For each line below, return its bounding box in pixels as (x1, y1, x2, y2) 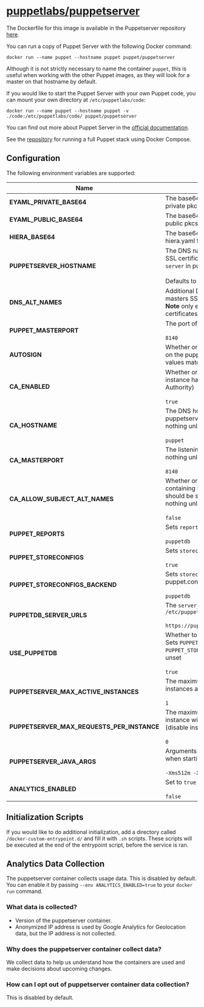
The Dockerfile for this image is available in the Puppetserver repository (6, 24, 186, 32)
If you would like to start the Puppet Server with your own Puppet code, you (6, 89, 196, 97)
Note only (165, 302, 194, 310)
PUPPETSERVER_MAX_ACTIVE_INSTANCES (9, 688, 139, 696)
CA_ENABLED (9, 382, 50, 391)
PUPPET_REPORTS (9, 530, 65, 538)
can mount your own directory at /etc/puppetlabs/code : (6, 96, 146, 103)
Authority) (165, 383, 194, 391)
